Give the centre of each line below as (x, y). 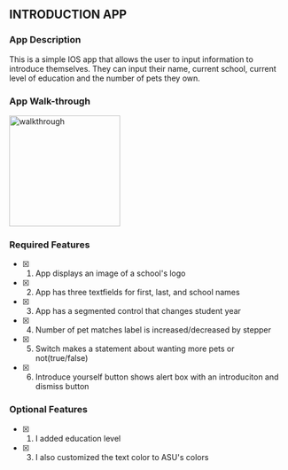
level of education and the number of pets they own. (105, 78)
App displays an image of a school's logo (110, 273)
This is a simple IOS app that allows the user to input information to (132, 59)
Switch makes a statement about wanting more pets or (135, 349)
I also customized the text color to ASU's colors (122, 457)
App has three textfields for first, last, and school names (138, 293)
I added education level (78, 438)
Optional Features (49, 410)
